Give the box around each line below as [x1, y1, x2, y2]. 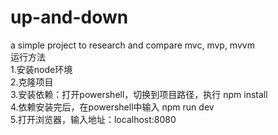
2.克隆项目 [10, 76, 54, 88]
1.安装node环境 [10, 63, 73, 75]
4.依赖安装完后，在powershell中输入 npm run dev [10, 101, 215, 113]
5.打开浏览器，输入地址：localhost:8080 [10, 113, 177, 125]
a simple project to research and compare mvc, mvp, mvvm [10, 39, 255, 51]
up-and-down [10, 6, 129, 29]
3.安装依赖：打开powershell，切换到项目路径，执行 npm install [10, 88, 268, 100]
